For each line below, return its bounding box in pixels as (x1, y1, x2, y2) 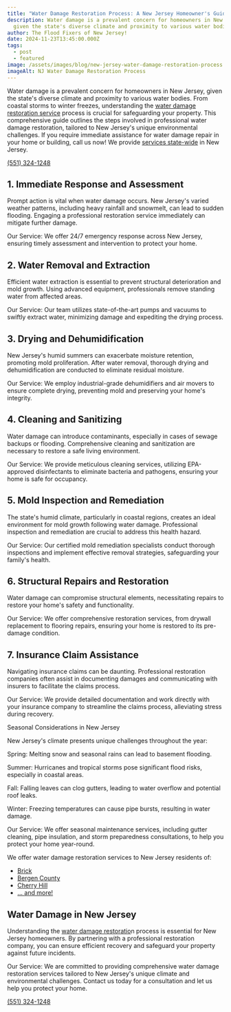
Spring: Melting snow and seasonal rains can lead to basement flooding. (7, 750, 212, 758)
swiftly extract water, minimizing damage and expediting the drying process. (7, 313, 223, 321)
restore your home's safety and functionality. (7, 601, 135, 610)
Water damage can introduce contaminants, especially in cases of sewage (7, 432, 218, 440)
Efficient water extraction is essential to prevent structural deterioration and (7, 278, 221, 286)
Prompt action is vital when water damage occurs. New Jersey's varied (7, 197, 209, 205)
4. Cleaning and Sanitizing (7, 414, 122, 426)
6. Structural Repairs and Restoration (7, 575, 169, 587)
